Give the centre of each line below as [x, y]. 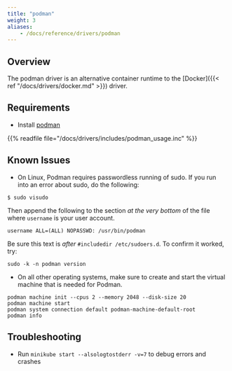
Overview [29, 61]
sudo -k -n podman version [47, 264]
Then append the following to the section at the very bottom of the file [109, 210]
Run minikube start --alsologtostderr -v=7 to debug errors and [112, 353]
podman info [25, 316]
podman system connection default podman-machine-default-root [102, 309]
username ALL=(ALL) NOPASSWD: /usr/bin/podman [76, 231]
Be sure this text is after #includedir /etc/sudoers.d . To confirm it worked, [116, 244]
